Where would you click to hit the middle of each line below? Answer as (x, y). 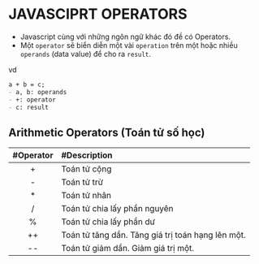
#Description (86, 155)
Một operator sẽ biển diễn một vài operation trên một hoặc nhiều (129, 45)
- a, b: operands (38, 92)
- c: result (28, 107)
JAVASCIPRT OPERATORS (98, 14)
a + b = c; (27, 84)
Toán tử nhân (86, 196)
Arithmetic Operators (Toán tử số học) (107, 132)
